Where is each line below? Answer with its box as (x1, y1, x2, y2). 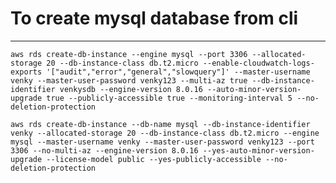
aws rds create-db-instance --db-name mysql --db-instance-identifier (10, 119, 311, 129)
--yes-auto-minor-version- (202, 145, 315, 156)
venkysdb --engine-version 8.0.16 (59, 84, 203, 94)
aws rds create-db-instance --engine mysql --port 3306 (10, 49, 248, 59)
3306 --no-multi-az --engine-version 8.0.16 (10, 145, 199, 156)
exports (10, 67, 43, 77)
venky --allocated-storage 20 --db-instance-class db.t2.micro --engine (10, 128, 320, 138)
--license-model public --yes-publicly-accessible (46, 154, 262, 164)
